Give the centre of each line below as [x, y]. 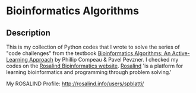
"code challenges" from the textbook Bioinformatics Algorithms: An [88, 53]
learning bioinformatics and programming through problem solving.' [89, 72]
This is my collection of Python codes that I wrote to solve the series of [93, 47]
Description [28, 33]
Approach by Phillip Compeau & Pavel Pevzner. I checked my [104, 60]
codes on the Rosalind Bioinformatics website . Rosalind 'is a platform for [95, 66]
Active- [181, 53]
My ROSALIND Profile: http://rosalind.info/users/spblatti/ [75, 84]
